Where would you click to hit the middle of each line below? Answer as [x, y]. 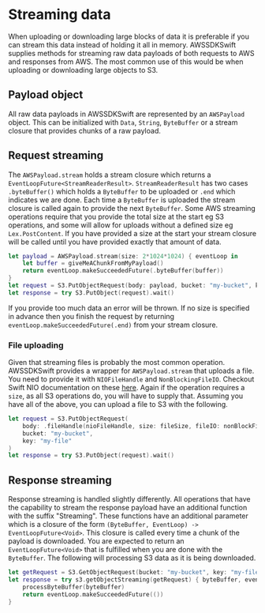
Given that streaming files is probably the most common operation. [117, 363]
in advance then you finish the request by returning [91, 316]
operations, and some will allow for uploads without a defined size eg [121, 225]
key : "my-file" [47, 441]
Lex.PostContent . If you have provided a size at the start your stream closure [132, 233]
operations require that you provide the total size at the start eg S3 [116, 216]
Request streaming [56, 156]
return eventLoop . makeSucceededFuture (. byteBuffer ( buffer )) [123, 271]
